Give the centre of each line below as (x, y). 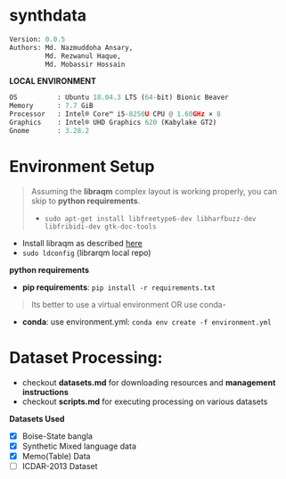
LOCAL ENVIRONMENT (53, 81)
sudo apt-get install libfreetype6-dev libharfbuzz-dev (150, 219)
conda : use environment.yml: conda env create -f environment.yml (147, 321)
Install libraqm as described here (82, 243)
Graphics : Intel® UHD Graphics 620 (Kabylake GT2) (113, 123)
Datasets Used (37, 418)
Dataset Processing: (86, 357)
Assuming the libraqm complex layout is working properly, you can (154, 191)
